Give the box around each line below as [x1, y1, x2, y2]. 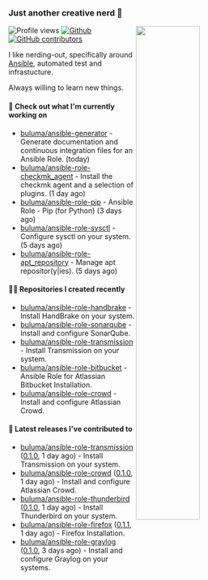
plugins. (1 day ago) [19, 188, 87, 198]
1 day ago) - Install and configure [19, 476, 131, 486]
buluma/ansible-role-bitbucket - [19, 362, 128, 372]
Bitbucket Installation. [19, 380, 93, 390]
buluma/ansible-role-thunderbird [19, 493, 130, 503]
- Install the [74, 171, 113, 181]
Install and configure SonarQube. [19, 328, 131, 338]
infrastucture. [8, 67, 54, 77]
